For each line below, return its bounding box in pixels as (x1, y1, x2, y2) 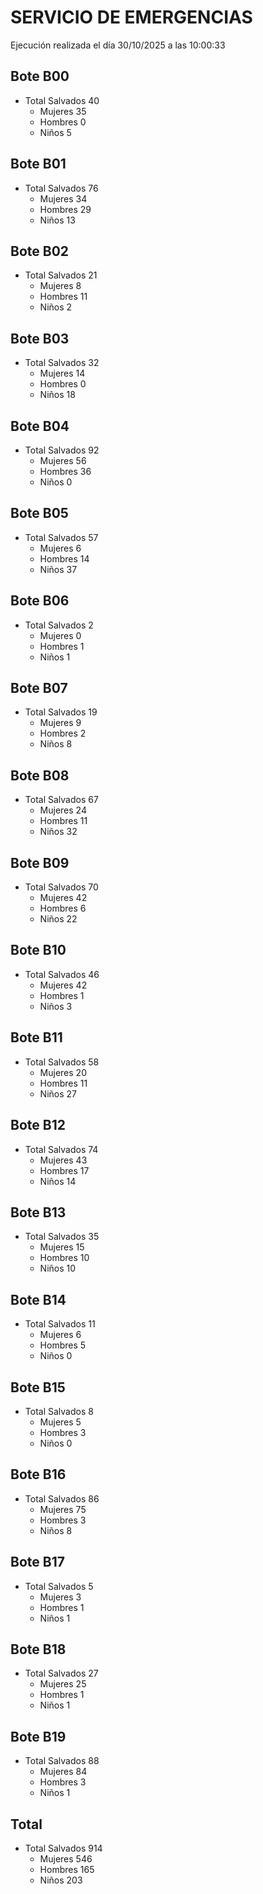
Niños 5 (39, 126, 72, 138)
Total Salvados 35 (24, 1231, 100, 1243)
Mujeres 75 (39, 1503, 87, 1515)
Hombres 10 (39, 1252, 90, 1264)
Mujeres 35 (39, 105, 87, 117)
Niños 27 (39, 1087, 77, 1100)
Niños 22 (39, 913, 78, 925)
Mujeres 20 (39, 1066, 87, 1078)
